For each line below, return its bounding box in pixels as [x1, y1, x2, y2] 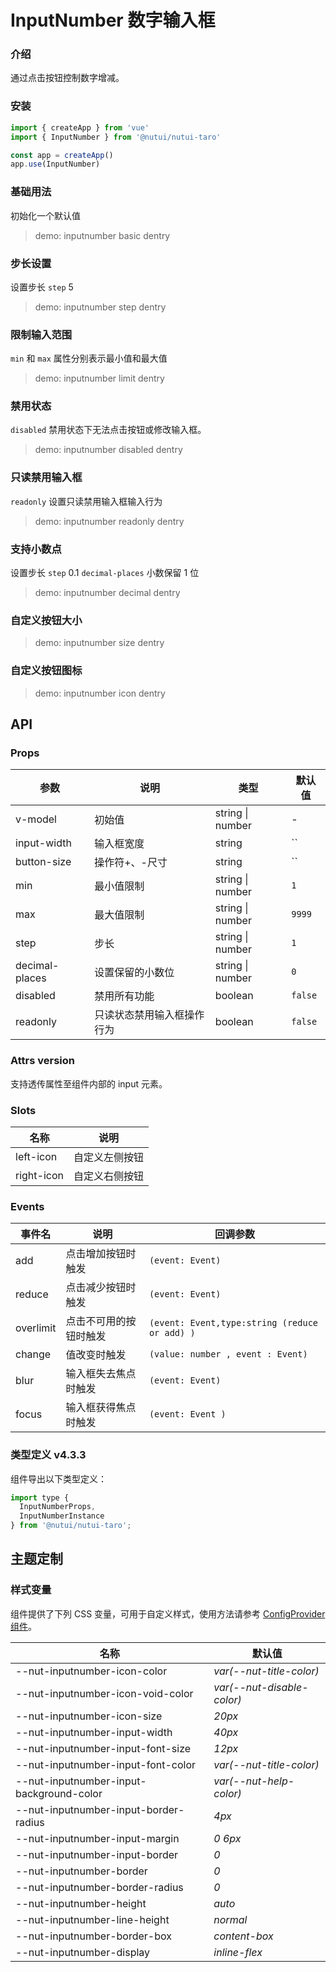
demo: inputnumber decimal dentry [34, 587, 181, 599]
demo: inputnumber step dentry [34, 301, 167, 313]
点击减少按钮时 [65, 1281, 137, 1295]
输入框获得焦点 [65, 1401, 137, 1415]
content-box [213, 1929, 274, 1943]
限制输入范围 [10, 327, 73, 341]
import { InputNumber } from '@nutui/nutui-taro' [10, 132, 222, 142]
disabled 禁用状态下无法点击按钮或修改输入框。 [10, 424, 207, 436]
